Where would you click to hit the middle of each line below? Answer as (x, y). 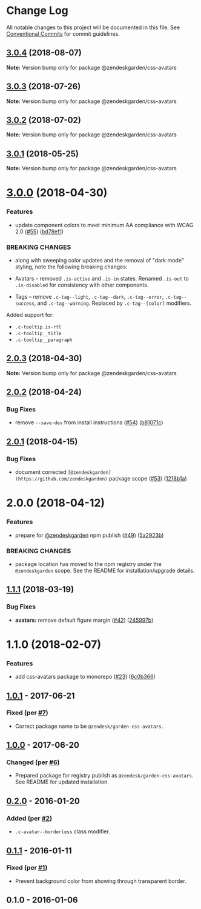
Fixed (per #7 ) (27, 713)
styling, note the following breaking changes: (71, 267)
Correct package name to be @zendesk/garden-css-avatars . (89, 726)
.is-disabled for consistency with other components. (82, 285)
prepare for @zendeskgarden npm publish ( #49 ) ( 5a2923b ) (89, 535)
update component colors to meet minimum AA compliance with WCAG (104, 225)
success (25, 304)
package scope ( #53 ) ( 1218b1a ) (148, 479)
